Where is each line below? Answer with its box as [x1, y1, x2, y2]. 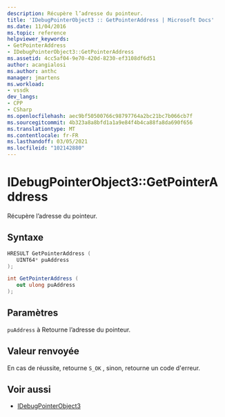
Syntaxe [7, 232, 43, 243]
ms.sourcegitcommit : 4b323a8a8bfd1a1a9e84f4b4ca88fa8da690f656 [7, 119, 193, 126]
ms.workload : [7, 81, 45, 88]
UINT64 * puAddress [16, 256, 70, 263]
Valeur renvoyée [7, 345, 79, 357]
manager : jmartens [7, 74, 60, 81]
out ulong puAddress [16, 282, 76, 289]
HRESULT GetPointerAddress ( [7, 250, 91, 257]
